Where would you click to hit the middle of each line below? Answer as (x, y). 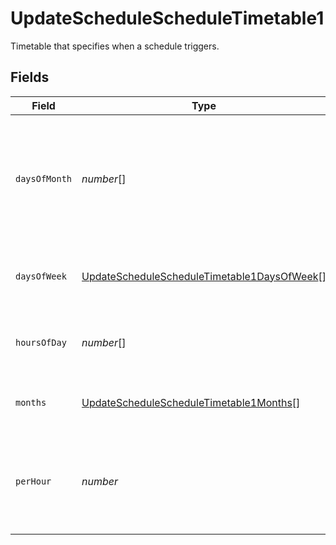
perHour (33, 481)
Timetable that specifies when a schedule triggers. (115, 46)
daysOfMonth (44, 178)
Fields (30, 77)
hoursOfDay (41, 342)
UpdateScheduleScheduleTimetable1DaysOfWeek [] (204, 276)
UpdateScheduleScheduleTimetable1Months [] (191, 402)
